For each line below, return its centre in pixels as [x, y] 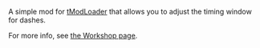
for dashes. [27, 20]
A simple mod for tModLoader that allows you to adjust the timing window [130, 12]
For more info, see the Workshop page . [73, 36]
